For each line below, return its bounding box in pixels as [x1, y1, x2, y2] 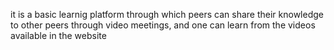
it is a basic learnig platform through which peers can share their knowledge [10, 9, 324, 20]
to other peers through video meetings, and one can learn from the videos [10, 19, 316, 31]
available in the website [10, 30, 107, 41]
